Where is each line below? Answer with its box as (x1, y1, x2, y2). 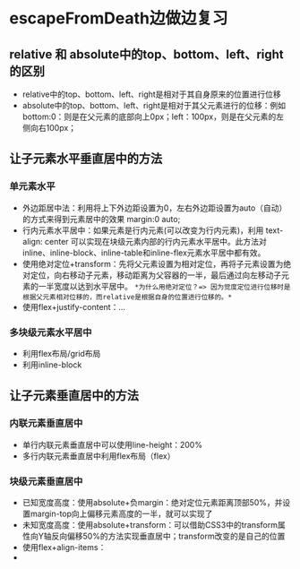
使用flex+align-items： (21, 541, 107, 552)
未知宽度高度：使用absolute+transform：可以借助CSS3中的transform (21, 519, 278, 530)
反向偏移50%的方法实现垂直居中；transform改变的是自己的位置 (51, 530, 286, 541)
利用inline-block (21, 359, 82, 370)
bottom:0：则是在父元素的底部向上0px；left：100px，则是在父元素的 (21, 111, 277, 122)
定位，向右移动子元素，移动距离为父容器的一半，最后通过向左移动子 (30, 270, 282, 280)
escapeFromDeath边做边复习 (9, 8, 228, 29)
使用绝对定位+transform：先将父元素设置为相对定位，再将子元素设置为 (21, 258, 284, 269)
